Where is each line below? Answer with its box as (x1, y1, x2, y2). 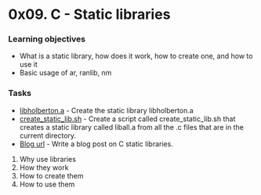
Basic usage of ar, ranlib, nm (19, 68, 112, 78)
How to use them (19, 179, 75, 189)
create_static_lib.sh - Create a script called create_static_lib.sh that (19, 114, 236, 123)
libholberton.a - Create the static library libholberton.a (19, 105, 194, 115)
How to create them (19, 171, 84, 180)
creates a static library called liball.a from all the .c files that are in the (19, 122, 245, 131)
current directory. (19, 131, 77, 140)
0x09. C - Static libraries (8, 6, 171, 24)
